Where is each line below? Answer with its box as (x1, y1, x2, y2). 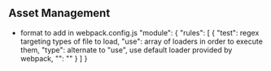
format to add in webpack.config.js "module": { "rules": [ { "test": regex (20, 27, 260, 37)
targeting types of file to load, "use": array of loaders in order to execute (20, 36, 263, 46)
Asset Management (8, 6, 111, 20)
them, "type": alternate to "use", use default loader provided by (20, 44, 233, 55)
